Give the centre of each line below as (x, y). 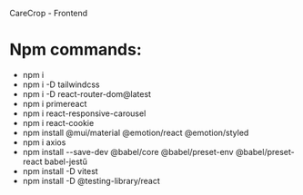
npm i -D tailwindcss (61, 84)
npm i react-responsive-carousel (84, 113)
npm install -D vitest (60, 171)
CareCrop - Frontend (49, 13)
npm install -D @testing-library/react (91, 180)
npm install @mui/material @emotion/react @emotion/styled (136, 132)
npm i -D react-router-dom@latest (87, 93)
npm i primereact (55, 103)
